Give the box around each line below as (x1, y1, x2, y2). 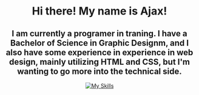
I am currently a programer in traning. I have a (12, 28, 187, 39)
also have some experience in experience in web (5, 47, 194, 57)
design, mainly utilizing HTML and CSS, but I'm (8, 56, 191, 67)
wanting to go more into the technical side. (16, 66, 182, 76)
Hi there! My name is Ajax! (32, 4, 167, 18)
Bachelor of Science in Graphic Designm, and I (10, 38, 189, 48)
